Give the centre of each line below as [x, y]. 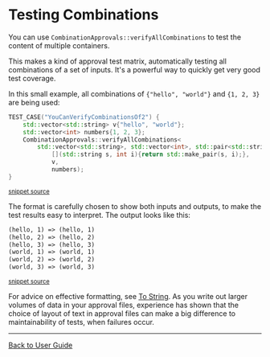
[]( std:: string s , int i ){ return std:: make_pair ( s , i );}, [150, 154]
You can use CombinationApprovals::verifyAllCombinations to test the [125, 37]
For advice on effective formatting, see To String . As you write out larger [128, 297]
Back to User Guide [41, 345]
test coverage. [32, 78]
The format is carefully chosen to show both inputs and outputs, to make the [135, 206]
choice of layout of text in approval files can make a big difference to [122, 314]
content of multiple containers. [59, 45]
